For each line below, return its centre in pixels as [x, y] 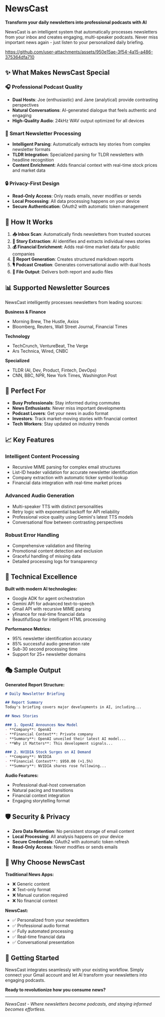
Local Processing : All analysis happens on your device [68, 836]
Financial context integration [41, 795]
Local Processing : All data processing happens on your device [76, 201]
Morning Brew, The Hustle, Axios [45, 321]
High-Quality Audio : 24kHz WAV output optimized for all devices [78, 120]
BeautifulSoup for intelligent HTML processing [59, 619]
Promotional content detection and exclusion [57, 551]
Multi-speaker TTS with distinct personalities [57, 506]
